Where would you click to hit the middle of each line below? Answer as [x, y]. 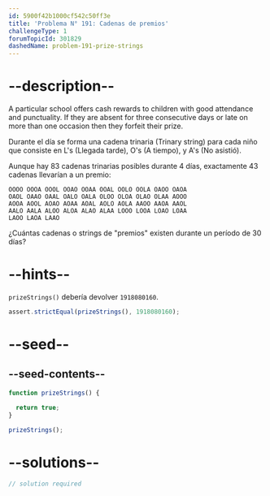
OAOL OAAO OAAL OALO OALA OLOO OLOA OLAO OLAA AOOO [98, 197]
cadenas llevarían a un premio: [60, 175]
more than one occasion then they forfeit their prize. [96, 126]
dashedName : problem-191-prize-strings [76, 46]
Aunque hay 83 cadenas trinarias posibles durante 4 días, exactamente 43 [133, 166]
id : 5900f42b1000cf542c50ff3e [60, 16]
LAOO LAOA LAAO [34, 218]
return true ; [38, 408]
